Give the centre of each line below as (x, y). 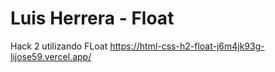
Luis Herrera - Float (92, 18)
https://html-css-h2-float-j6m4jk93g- (187, 46)
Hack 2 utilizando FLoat (59, 46)
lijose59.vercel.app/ (51, 56)
